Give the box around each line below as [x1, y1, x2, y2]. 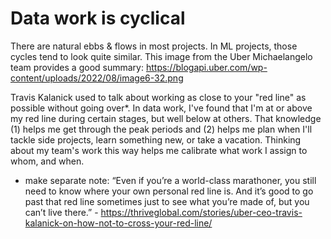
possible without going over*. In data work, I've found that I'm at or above [10, 102, 313, 114]
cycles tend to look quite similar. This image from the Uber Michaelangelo [10, 50, 313, 62]
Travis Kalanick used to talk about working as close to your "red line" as [10, 91, 307, 103]
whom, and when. [10, 155, 85, 167]
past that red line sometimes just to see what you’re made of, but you [24, 195, 310, 207]
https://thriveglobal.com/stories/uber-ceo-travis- [100, 206, 303, 218]
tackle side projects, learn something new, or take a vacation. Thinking [10, 133, 302, 146]
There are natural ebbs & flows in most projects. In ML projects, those [10, 40, 298, 52]
